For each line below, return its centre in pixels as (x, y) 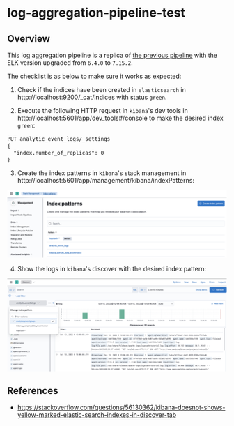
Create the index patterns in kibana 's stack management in (102, 173)
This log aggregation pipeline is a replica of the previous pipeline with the (112, 55)
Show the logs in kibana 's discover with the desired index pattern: (112, 268)
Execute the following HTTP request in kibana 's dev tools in (102, 111)
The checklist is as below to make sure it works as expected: (94, 76)
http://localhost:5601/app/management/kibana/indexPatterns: (106, 180)
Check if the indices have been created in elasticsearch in (101, 90)
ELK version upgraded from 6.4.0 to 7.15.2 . (70, 63)
